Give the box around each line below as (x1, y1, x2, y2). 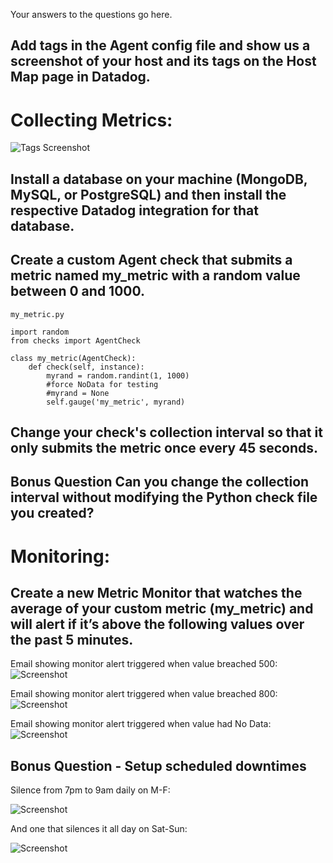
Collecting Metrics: (10, 109, 173, 131)
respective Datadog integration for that (10, 202, 259, 219)
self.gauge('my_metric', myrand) (46, 397, 186, 407)
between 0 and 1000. (10, 283, 146, 300)
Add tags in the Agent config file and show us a (10, 37, 311, 54)
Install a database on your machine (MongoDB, (10, 170, 308, 188)
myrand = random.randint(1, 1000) (46, 370, 190, 381)
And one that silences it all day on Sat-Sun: (10, 823, 188, 835)
